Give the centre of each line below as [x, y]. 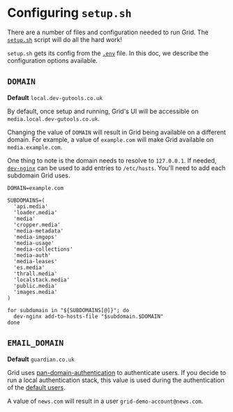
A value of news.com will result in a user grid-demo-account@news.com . [105, 401]
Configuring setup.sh [69, 13]
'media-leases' [36, 261]
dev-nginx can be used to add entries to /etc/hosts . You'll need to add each [116, 168]
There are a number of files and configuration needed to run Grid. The [108, 32]
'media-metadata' [39, 231]
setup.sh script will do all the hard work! [65, 39]
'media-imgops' [36, 237]
